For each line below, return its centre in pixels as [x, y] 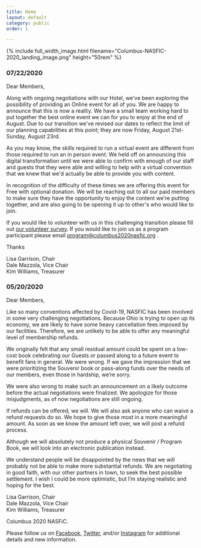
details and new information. [42, 539]
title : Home [21, 12]
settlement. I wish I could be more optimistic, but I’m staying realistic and [96, 479]
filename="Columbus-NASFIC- [128, 51]
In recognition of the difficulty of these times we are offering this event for [98, 185]
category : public [28, 23]
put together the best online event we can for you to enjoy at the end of [95, 117]
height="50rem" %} [97, 57]
